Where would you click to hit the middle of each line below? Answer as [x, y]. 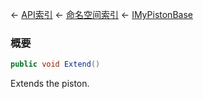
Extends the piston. [50, 84]
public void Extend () [55, 64]
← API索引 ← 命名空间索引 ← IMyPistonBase [101, 14]
